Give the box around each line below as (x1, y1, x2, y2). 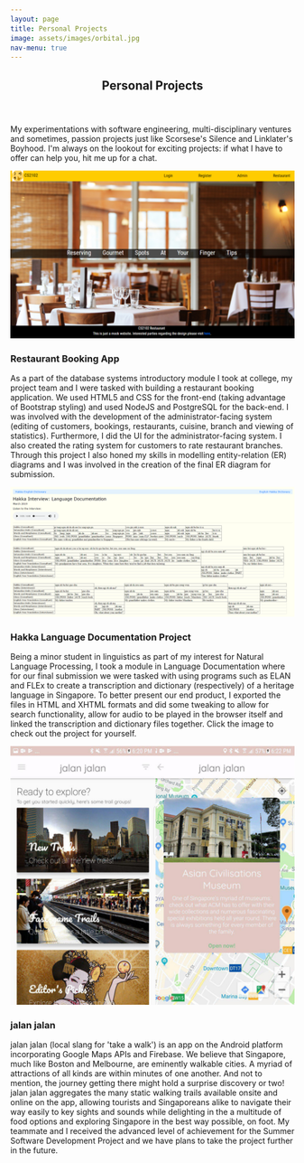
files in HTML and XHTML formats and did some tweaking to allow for (10, 699, 270, 709)
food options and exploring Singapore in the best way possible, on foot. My (10, 1116, 290, 1127)
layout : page (10, 14, 60, 23)
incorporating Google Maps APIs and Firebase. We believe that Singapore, (10, 1048, 287, 1059)
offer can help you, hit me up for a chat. (10, 152, 158, 163)
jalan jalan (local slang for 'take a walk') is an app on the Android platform (10, 1039, 283, 1050)
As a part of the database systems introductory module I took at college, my (10, 373, 293, 384)
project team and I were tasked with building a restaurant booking (10, 382, 255, 393)
